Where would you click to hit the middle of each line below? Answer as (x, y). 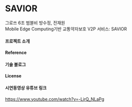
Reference (16, 53)
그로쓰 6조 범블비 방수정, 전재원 (35, 23)
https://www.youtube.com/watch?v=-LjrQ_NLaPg (55, 99)
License (13, 76)
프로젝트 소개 (18, 41)
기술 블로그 (15, 64)
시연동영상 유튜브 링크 (26, 88)
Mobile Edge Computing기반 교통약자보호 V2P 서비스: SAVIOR (66, 29)
